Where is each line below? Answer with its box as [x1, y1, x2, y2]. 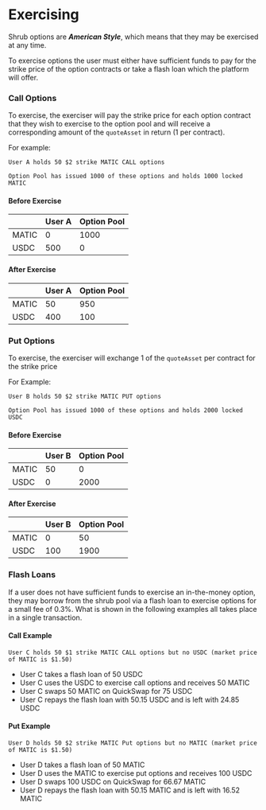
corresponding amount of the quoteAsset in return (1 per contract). [8, 127, 226, 137]
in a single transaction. [8, 613, 83, 622]
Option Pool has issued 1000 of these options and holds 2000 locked [8, 406, 244, 415]
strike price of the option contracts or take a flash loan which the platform [8, 64, 249, 73]
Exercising [8, 6, 79, 24]
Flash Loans [8, 569, 56, 580]
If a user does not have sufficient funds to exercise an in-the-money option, [8, 587, 256, 597]
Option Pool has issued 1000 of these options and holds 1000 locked [8, 173, 244, 181]
